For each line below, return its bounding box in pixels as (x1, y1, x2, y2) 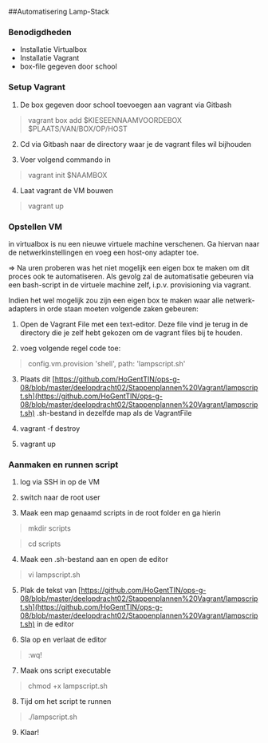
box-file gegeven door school (19, 61, 117, 71)
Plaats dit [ (19, 374, 56, 384)
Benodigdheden (8, 26, 72, 38)
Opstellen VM (8, 221, 62, 232)
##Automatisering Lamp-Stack (8, 7, 109, 16)
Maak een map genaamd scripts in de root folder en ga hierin (19, 508, 221, 518)
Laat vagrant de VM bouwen (19, 185, 113, 195)
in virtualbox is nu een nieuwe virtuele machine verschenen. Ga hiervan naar (8, 239, 260, 248)
